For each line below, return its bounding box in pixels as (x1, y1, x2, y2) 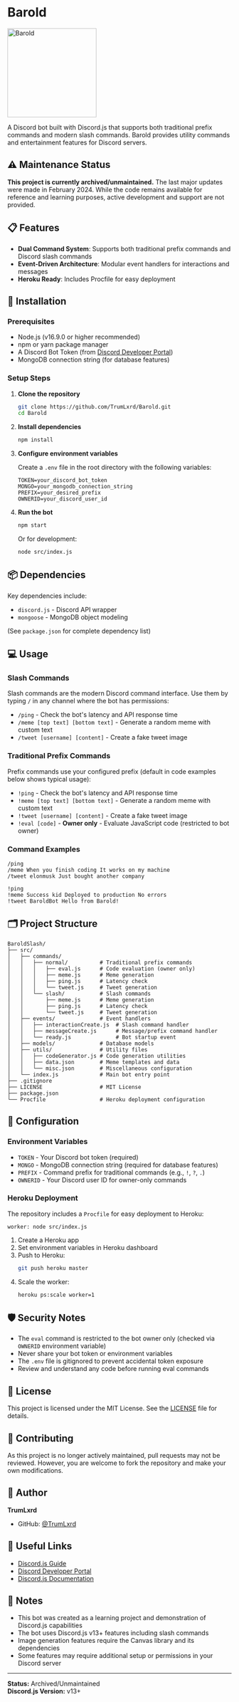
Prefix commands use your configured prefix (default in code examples (7, 767, 216, 776)
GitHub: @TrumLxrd (17, 1519, 77, 1528)
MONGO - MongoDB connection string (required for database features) (17, 1160, 218, 1169)
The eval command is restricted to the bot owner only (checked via (17, 1334, 216, 1343)
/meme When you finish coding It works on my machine (7, 866, 171, 874)
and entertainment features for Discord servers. (7, 138, 147, 147)
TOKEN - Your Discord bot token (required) (17, 1152, 139, 1161)
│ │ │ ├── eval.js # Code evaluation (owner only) (7, 965, 196, 972)
